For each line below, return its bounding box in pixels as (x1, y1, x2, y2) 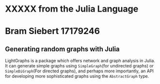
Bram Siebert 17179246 (5, 26, 100, 37)
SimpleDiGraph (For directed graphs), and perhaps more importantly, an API (5, 68, 154, 74)
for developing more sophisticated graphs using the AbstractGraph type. (5, 73, 149, 79)
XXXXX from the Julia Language (5, 3, 139, 15)
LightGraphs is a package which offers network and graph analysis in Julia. (5, 58, 155, 64)
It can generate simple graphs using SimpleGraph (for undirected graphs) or (5, 63, 154, 69)
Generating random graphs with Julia (5, 45, 120, 53)
